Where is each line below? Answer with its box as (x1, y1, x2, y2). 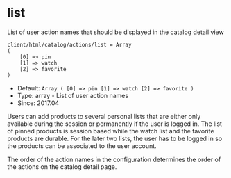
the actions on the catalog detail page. (7, 162, 117, 171)
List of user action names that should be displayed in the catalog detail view (7, 28, 224, 36)
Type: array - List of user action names (17, 91, 129, 99)
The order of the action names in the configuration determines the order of (7, 155, 221, 163)
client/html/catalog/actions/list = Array (7, 41, 132, 48)
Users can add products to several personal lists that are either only (7, 112, 201, 120)
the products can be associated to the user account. (7, 141, 157, 150)
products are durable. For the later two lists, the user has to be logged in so (7, 134, 223, 143)
